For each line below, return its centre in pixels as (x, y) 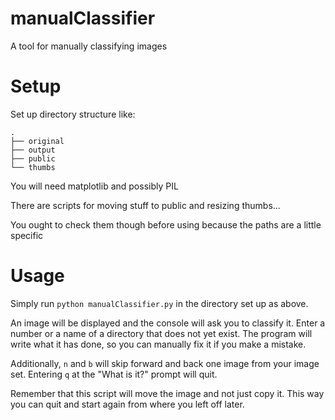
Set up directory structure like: (73, 114)
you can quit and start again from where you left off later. (127, 404)
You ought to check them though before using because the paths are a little (166, 224)
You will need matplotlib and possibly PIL (94, 186)
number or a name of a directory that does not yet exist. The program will (161, 333)
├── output (33, 150)
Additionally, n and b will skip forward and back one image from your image (165, 363)
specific (27, 235)
